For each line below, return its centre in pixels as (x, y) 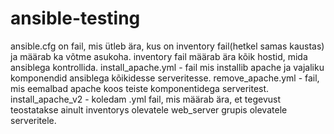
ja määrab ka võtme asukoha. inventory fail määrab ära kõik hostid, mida (159, 56)
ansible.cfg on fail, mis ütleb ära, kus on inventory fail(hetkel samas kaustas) (167, 46)
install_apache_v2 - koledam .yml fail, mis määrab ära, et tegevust (146, 99)
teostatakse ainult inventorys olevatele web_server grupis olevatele (149, 109)
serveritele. (33, 120)
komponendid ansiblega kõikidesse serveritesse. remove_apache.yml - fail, (165, 78)
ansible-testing (75, 18)
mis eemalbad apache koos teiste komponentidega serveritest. (140, 88)
